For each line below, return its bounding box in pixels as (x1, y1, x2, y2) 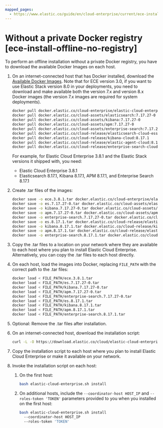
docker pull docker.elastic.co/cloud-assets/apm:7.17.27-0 (12, 122, 134, 127)
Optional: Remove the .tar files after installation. (12, 321, 107, 327)
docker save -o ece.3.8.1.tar (12, 197, 74, 202)
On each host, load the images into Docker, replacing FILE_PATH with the (12, 261, 156, 267)
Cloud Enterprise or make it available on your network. (12, 353, 121, 359)
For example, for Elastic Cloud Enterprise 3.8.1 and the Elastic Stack (12, 153, 147, 159)
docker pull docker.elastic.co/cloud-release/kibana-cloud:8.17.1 (12, 135, 149, 141)
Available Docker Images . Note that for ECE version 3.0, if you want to (12, 79, 152, 84)
